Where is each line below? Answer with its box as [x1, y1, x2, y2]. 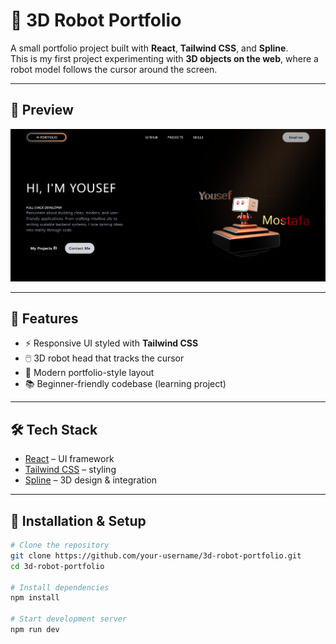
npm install [10, 593, 60, 603]
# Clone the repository [10, 540, 110, 551]
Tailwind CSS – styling [24, 464, 117, 476]
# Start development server [10, 614, 128, 624]
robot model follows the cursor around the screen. [10, 63, 218, 75]
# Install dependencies [10, 582, 110, 593]
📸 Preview [10, 102, 74, 119]
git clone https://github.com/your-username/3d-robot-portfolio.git [10, 550, 302, 561]
